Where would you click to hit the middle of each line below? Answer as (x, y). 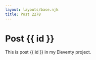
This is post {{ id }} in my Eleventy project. (48, 52)
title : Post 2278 (23, 14)
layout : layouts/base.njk (32, 10)
